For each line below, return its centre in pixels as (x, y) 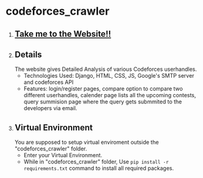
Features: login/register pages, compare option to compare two (103, 89)
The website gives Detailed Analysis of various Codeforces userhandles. (106, 69)
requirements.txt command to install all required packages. (99, 168)
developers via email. (50, 108)
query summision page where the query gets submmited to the (103, 102)
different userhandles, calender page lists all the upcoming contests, (110, 95)
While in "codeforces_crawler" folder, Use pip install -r (96, 162)
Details (28, 54)
